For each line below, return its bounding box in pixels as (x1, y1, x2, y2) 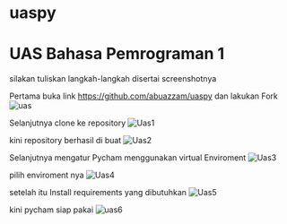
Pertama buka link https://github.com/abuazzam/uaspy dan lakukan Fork (9, 90, 278, 101)
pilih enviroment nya (9, 169, 84, 181)
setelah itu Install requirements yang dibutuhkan (9, 187, 187, 198)
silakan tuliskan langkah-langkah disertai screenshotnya (9, 73, 217, 84)
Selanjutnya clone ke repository (9, 117, 126, 128)
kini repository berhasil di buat (9, 135, 122, 146)
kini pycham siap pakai (9, 204, 94, 215)
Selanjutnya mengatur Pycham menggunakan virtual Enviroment (9, 152, 247, 163)
